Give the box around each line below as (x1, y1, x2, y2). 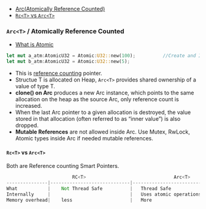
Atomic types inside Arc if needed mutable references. (15, 135, 153, 142)
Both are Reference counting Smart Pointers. (6, 162, 120, 170)
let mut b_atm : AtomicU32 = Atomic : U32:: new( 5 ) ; (6, 58, 131, 65)
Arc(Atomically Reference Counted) (15, 6, 105, 12)
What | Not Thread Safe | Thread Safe (6, 186, 172, 192)
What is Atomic (15, 41, 54, 48)
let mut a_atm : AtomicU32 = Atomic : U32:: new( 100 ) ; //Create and (6, 53, 196, 59)
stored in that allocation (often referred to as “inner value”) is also (15, 115, 181, 123)
